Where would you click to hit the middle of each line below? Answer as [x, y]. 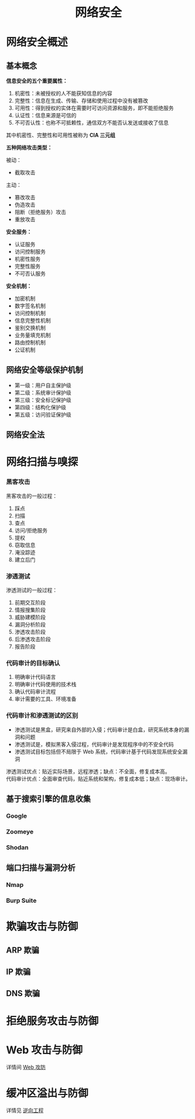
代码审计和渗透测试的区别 [42, 716]
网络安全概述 [37, 42]
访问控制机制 [30, 313]
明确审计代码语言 [35, 677]
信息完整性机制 [32, 320]
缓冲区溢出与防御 [47, 1093]
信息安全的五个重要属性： [37, 81]
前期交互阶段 [30, 602]
